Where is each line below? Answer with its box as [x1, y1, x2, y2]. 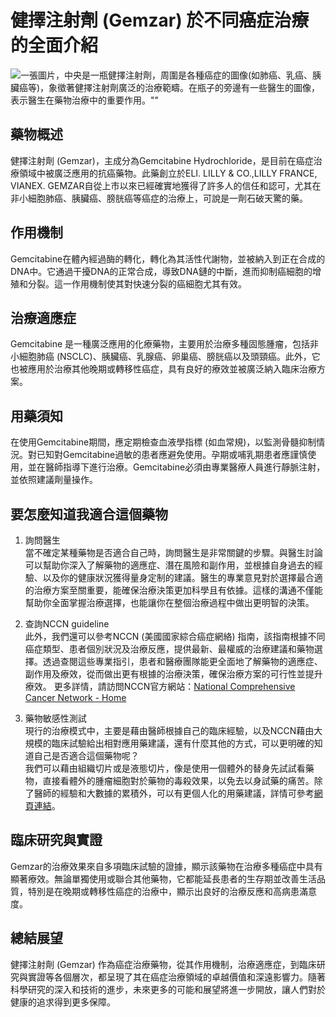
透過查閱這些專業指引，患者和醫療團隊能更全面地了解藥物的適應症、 [42, 656, 323, 667]
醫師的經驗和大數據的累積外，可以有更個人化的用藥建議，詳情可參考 [33, 787, 315, 799]
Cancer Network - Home [24, 692, 127, 703]
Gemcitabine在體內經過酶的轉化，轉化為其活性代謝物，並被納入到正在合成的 [10, 252, 326, 265]
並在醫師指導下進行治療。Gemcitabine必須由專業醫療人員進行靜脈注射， [27, 461, 326, 473]
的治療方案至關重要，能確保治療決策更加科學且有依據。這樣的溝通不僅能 [24, 584, 323, 596]
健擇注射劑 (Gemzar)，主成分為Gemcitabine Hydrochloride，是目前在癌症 [10, 154, 314, 166]
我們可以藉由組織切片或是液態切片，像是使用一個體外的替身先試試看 [24, 762, 306, 774]
